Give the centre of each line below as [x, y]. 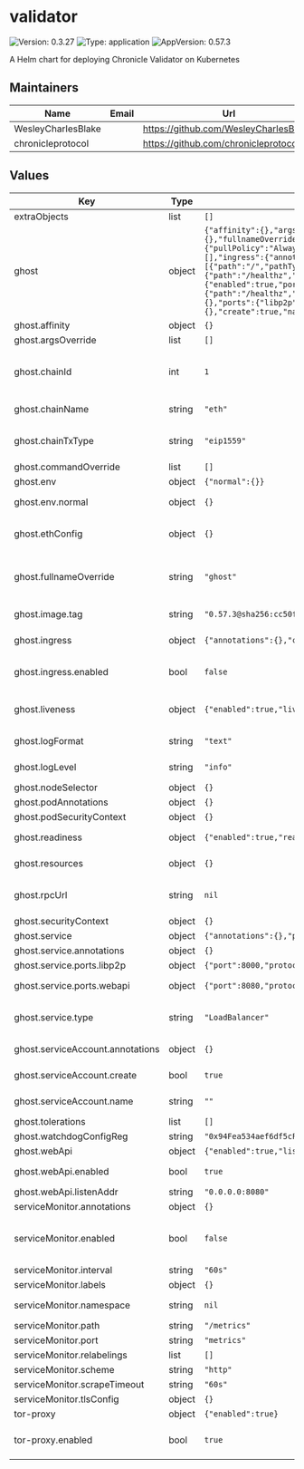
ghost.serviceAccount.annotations [87, 1049]
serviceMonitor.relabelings [71, 1355]
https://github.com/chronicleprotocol [222, 143]
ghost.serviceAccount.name [74, 1101]
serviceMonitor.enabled [65, 1238]
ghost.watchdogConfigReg [71, 1136]
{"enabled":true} [241, 1414]
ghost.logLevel [45, 767]
